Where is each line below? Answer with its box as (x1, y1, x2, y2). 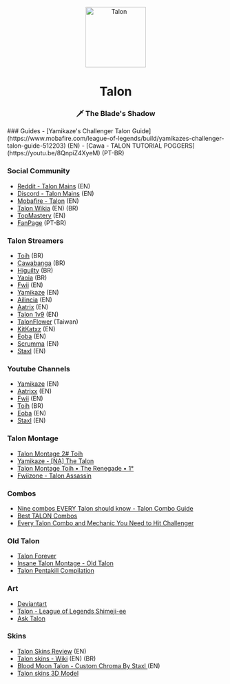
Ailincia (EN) (17, 295, 53, 304)
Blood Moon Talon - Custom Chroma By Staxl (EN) (17, 661, 160, 670)
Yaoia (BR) (17, 273, 48, 282)
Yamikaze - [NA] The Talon (17, 456, 94, 465)
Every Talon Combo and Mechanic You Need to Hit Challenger (17, 518, 194, 527)
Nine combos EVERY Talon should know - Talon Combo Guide (17, 504, 194, 512)
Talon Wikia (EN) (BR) (17, 204, 79, 212)
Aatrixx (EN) (17, 387, 52, 395)
